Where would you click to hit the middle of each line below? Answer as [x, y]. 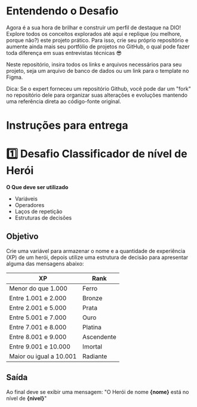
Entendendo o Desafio [62, 11]
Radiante [95, 356]
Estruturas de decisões [43, 218]
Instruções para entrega [67, 126]
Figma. [15, 77]
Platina [92, 327]
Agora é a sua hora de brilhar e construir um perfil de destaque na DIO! [94, 27]
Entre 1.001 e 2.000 [38, 298]
